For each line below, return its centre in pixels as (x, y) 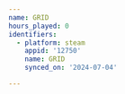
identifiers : (33, 34)
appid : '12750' (53, 51)
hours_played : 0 (39, 26)
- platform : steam (51, 43)
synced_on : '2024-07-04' (71, 68)
